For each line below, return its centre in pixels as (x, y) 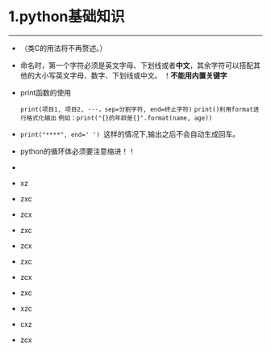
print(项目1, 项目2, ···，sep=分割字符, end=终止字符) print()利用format (137, 109)
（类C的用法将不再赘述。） (63, 48)
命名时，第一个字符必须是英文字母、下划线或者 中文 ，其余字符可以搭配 (137, 65)
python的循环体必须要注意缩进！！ (77, 151)
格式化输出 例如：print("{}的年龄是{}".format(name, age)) (119, 118)
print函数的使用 (46, 92)
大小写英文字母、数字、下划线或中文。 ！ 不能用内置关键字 (131, 75)
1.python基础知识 (67, 17)
